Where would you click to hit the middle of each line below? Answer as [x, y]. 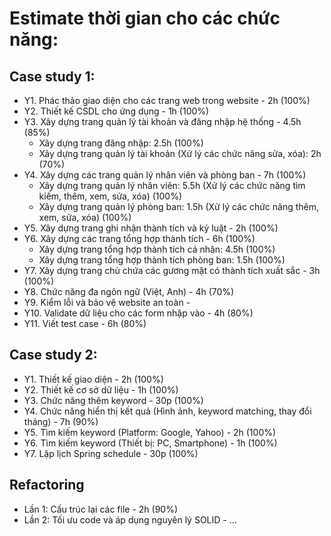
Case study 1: [52, 76]
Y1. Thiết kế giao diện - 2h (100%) [93, 379]
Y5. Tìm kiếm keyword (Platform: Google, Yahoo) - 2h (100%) [150, 432]
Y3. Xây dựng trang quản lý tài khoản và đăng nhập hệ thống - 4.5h [162, 121]
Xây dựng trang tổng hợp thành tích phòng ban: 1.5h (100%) [162, 260]
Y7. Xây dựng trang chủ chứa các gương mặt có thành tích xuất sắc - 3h [172, 270]
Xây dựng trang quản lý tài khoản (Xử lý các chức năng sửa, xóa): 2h [180, 153]
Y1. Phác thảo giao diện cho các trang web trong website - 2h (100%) [167, 100]
